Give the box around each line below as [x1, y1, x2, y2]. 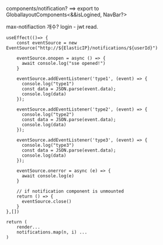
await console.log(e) [21, 173, 75, 179]
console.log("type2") [21, 112, 75, 118]
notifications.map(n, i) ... [16, 229, 88, 235]
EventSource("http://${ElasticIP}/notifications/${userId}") [6, 45, 158, 51]
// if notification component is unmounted [16, 188, 124, 194]
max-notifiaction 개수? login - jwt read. [6, 23, 98, 30]
